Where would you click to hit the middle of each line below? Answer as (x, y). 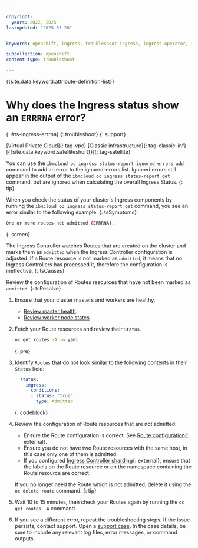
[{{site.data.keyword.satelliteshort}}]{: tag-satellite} (68, 151)
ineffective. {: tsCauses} (35, 270)
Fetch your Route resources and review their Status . (78, 329)
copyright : (19, 16)
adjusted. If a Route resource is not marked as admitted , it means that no (94, 258)
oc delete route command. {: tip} (56, 491)
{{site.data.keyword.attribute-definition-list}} (60, 81)
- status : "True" (52, 396)
